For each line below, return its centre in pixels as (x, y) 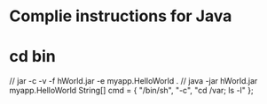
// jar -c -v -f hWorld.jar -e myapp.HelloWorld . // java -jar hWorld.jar (133, 81)
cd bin (32, 57)
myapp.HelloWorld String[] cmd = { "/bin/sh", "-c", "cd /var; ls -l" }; (132, 91)
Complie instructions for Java (121, 16)
